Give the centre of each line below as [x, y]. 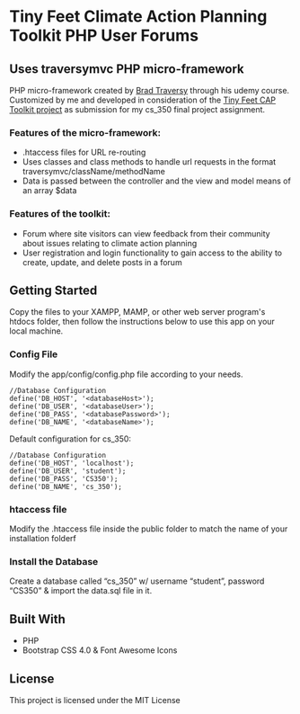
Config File [34, 354]
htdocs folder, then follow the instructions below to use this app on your [142, 322]
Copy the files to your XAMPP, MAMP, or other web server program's [137, 312]
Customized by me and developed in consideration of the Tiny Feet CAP [143, 100]
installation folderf [43, 538]
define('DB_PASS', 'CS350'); [64, 478]
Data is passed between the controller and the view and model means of [157, 181]
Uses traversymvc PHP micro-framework [127, 69]
